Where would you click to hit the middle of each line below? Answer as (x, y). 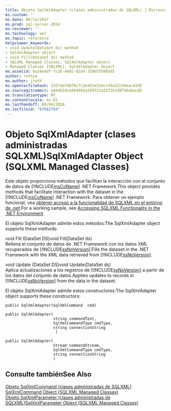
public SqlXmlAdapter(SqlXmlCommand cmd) (51, 305)
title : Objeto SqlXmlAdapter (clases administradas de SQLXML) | (76, 10)
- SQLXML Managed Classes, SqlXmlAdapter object (58, 62)
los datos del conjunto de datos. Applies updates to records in (69, 275)
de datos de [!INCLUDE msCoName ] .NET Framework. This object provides (83, 186)
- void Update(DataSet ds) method (42, 48)
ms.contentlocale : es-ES (32, 100)
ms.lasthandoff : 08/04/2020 (35, 105)
